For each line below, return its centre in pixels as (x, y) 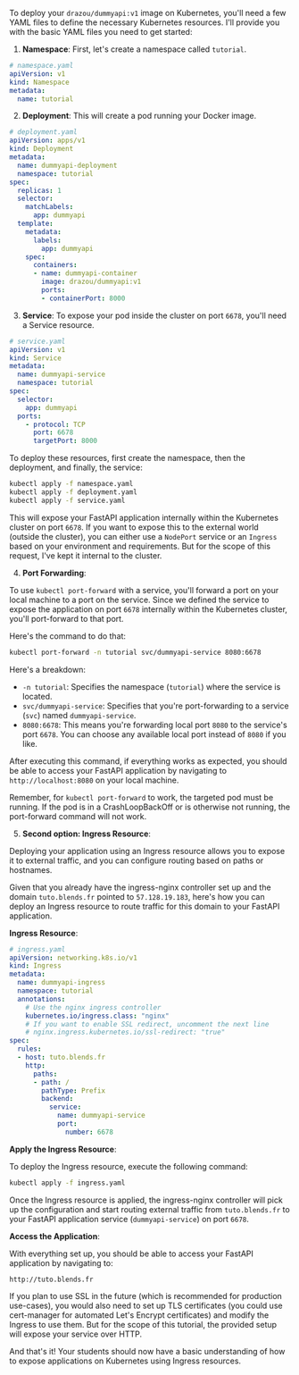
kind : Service (36, 358)
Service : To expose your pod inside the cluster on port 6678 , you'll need (154, 315)
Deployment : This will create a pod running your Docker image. (139, 116)
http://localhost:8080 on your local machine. (94, 780)
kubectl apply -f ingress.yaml (67, 1183)
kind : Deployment (42, 149)
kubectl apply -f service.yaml (67, 500)
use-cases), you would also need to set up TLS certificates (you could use (146, 1305)
